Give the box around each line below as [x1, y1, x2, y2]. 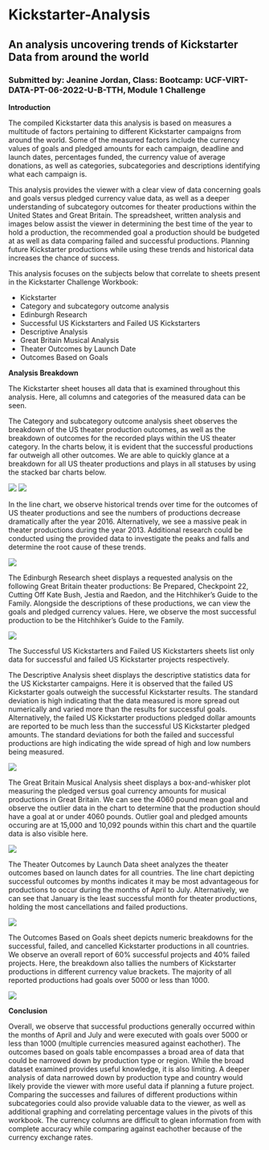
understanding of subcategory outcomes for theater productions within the [8, 202, 257, 211]
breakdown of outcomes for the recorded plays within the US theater [8, 433, 236, 442]
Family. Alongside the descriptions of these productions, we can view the [8, 598, 251, 608]
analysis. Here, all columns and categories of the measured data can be [8, 392, 247, 402]
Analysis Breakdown [8, 368, 79, 377]
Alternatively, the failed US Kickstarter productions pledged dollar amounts [8, 712, 256, 722]
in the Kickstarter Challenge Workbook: [8, 277, 139, 287]
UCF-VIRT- [204, 74, 249, 85]
